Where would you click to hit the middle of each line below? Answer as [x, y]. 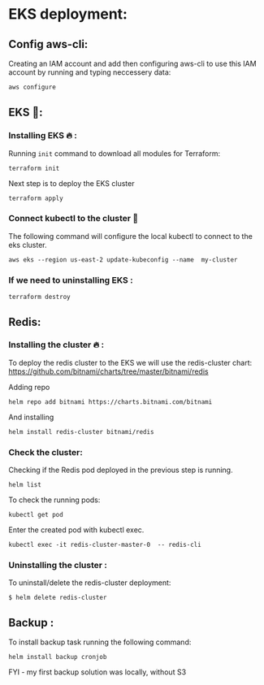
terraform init [34, 168]
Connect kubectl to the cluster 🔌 [74, 219]
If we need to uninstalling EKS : [71, 280]
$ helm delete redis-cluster [58, 598]
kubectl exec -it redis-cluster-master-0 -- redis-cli [105, 545]
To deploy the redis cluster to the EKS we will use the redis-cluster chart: [130, 362]
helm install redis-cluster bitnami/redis [81, 431]
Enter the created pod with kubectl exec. [76, 530]
